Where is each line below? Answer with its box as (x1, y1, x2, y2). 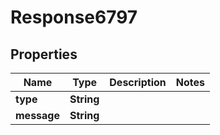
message (15, 109, 60, 122)
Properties (10, 46, 78, 63)
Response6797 (10, 6, 138, 29)
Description (109, 76, 167, 89)
